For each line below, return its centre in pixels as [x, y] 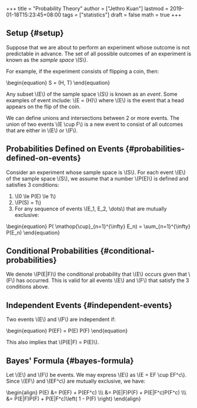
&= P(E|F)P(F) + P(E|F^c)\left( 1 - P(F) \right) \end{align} [74, 399]
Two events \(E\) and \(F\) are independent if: [61, 319]
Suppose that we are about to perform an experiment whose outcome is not [98, 47]
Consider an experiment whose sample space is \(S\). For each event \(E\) [96, 172]
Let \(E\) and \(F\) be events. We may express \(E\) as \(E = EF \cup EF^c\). [96, 375]
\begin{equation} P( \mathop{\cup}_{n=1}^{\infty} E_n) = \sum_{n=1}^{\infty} [98, 226]
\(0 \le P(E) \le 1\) [35, 196]
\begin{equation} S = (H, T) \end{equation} [58, 82]
